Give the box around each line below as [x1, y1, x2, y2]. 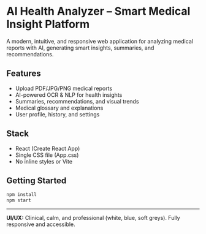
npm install [6, 192, 37, 198]
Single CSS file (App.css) [15, 151, 79, 159]
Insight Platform [6, 17, 90, 31]
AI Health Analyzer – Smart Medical [6, 4, 191, 18]
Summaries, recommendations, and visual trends [15, 97, 139, 105]
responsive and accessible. [6, 221, 75, 228]
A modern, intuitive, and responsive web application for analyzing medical [6, 37, 193, 45]
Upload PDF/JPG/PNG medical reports [15, 85, 113, 92]
